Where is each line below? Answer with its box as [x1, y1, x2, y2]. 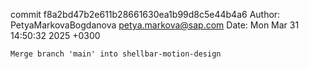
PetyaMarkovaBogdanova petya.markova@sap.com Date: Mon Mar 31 [10, 19, 300, 31]
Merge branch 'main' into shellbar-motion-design [10, 49, 222, 59]
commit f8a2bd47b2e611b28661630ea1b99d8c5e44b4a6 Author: [10, 9, 281, 20]
